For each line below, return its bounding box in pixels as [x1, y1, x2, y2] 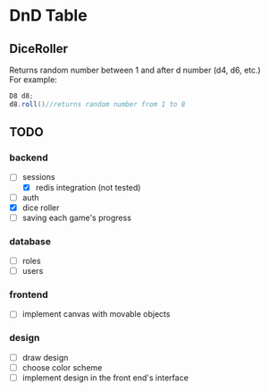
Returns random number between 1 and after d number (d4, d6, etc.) [9, 64, 261, 75]
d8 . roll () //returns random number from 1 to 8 [9, 99, 186, 108]
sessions [21, 172, 55, 183]
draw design [21, 352, 69, 362]
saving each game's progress [21, 212, 132, 223]
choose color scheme [21, 362, 103, 372]
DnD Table [9, 5, 88, 26]
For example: [9, 74, 58, 85]
